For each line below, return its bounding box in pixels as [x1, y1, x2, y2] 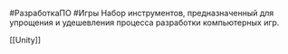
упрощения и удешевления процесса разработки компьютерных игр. [9, 17, 280, 28]
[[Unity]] [9, 35, 42, 45]
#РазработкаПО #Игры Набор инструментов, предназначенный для [9, 8, 274, 18]
